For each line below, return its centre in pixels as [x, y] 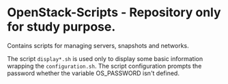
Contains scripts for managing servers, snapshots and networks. [98, 45]
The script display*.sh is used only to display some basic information [105, 58]
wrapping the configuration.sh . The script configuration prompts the [104, 66]
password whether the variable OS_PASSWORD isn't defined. [93, 73]
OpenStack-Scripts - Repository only [114, 13]
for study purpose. [61, 27]
